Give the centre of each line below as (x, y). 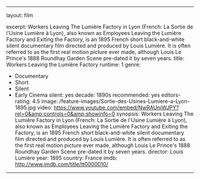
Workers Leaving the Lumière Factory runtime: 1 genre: (74, 65)
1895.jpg (25, 108)
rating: (23, 101)
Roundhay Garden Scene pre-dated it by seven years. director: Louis (99, 151)
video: (45, 108)
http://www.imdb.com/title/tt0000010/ (61, 164)
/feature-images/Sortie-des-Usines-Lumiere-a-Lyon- (124, 101)
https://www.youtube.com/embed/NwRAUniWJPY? (116, 108)
